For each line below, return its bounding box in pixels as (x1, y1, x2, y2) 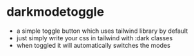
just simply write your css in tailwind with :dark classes (16, 33, 173, 42)
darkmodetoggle (6, 4, 104, 20)
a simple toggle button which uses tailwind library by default (16, 27, 188, 35)
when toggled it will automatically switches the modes (16, 41, 171, 49)
